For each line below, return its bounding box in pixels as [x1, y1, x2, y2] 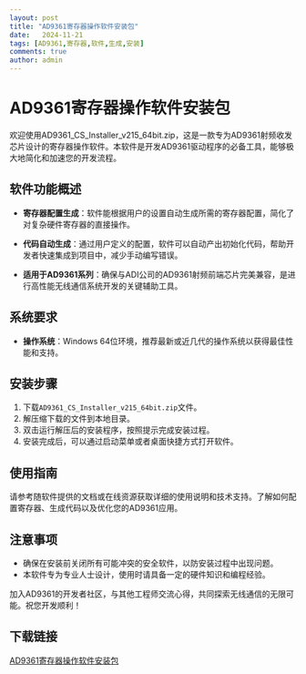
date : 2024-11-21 [9, 30, 84, 39]
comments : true [9, 47, 67, 56]
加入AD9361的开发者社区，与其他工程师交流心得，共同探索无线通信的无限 [9, 588, 287, 599]
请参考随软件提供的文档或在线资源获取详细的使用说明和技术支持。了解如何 [9, 491, 289, 502]
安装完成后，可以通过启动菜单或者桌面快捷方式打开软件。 [22, 436, 239, 447]
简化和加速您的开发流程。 [25, 152, 121, 163]
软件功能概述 [9, 181, 82, 197]
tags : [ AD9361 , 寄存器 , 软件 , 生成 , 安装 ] [9, 38, 145, 48]
